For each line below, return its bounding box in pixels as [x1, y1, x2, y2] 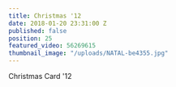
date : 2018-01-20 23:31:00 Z [8, 19, 107, 27]
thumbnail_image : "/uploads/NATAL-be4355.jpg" [8, 49, 169, 57]
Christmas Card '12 [8, 72, 72, 81]
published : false [8, 27, 67, 35]
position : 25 [8, 34, 53, 43]
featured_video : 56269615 [8, 42, 96, 50]
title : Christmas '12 [8, 11, 82, 20]
